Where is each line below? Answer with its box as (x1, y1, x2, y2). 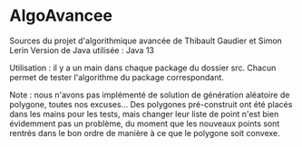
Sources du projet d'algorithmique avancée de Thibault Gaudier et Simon (9, 35, 283, 46)
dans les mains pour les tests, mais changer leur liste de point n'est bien (9, 108, 279, 119)
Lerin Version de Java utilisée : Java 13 (9, 44, 155, 55)
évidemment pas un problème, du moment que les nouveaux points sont (9, 118, 280, 129)
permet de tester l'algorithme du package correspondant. (9, 71, 225, 82)
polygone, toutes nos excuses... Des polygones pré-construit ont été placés (9, 98, 293, 109)
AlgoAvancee (9, 5, 113, 26)
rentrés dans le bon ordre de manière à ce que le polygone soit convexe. (9, 127, 281, 138)
